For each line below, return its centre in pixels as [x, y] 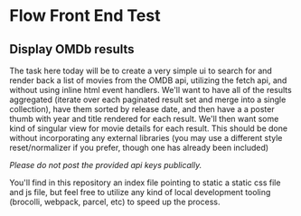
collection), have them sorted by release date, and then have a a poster [142, 109]
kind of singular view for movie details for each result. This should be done [148, 128]
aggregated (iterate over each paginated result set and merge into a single [148, 99]
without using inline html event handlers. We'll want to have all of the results [150, 90]
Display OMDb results [72, 49]
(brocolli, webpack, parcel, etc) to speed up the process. [115, 202]
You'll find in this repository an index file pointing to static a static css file [145, 183]
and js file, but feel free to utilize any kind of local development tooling [140, 192]
